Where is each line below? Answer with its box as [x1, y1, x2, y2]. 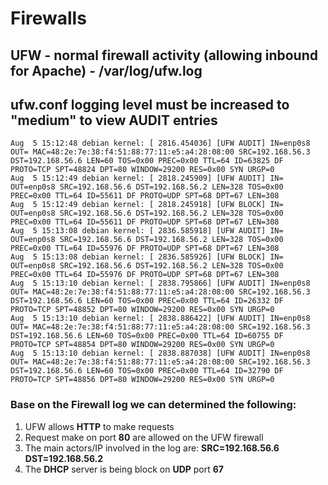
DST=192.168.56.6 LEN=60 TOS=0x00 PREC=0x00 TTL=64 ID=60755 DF [10, 331, 284, 341]
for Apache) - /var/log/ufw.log [10, 62, 203, 79]
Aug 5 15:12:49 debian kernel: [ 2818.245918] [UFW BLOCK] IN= [10, 200, 284, 210]
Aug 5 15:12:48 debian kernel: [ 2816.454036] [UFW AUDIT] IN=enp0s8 [10, 138, 311, 149]
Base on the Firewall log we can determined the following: [10, 398, 297, 412]
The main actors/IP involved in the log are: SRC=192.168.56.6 [24, 442, 280, 454]
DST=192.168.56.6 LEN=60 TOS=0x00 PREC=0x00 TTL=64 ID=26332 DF [10, 296, 284, 306]
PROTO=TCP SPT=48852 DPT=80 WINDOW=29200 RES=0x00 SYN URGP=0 [10, 305, 275, 315]
